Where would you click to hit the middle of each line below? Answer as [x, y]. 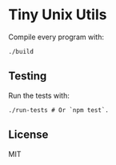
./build [21, 51]
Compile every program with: [56, 37]
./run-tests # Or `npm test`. [59, 110]
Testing [28, 76]
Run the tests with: [39, 95]
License [28, 135]
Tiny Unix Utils [58, 15]
